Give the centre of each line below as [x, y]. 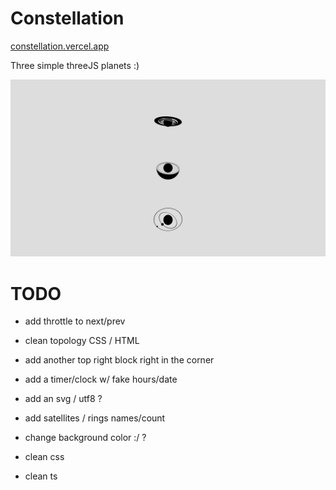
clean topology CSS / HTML [82, 341]
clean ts [41, 476]
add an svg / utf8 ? [63, 399]
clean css [44, 457]
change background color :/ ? [85, 438]
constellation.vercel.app [60, 46]
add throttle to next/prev [75, 321]
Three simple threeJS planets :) [75, 65]
